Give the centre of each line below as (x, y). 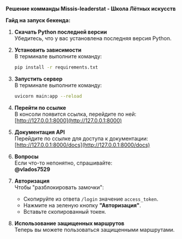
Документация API (40, 132)
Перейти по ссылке (40, 107)
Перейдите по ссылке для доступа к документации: (81, 138)
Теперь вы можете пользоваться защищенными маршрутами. (94, 229)
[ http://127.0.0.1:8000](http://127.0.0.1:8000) (68, 120)
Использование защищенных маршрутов (69, 223)
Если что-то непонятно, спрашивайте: (63, 163)
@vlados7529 (32, 169)
